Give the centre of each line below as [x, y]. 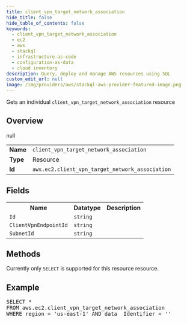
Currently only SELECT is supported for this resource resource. [83, 269]
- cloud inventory [35, 68]
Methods [23, 254]
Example [23, 287]
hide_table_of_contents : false [45, 23]
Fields [18, 191]
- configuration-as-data [43, 62]
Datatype [87, 208]
